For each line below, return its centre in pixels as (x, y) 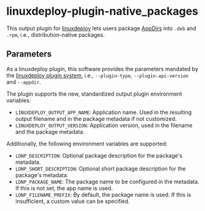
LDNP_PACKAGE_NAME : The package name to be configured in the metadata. (107, 182)
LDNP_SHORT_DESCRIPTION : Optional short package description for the (100, 168)
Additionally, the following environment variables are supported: (87, 144)
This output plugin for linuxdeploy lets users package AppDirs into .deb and (101, 28)
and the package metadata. (50, 132)
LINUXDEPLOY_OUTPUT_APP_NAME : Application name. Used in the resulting (103, 112)
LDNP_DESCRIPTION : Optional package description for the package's (99, 155)
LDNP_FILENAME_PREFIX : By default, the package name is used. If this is (103, 194)
